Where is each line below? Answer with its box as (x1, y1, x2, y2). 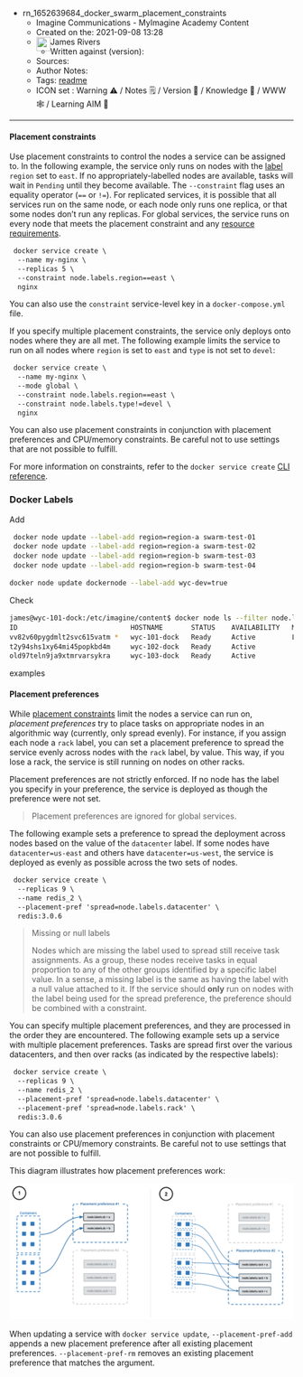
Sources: (35, 56, 69, 66)
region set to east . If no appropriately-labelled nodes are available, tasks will (9, 171, 294, 182)
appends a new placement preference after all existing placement (9, 1337, 253, 1349)
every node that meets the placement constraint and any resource (9, 219, 255, 229)
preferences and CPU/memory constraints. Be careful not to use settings (9, 434, 280, 445)
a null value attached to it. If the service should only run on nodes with (31, 984, 294, 995)
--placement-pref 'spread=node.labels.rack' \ (17, 1104, 196, 1113)
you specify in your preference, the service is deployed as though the (9, 783, 268, 794)
